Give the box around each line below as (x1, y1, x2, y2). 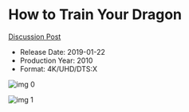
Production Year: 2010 (19, 56, 93, 65)
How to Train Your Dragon (8, 6, 182, 24)
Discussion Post (8, 32, 61, 41)
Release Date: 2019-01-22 (19, 47, 106, 56)
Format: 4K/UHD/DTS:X (19, 64, 98, 73)
